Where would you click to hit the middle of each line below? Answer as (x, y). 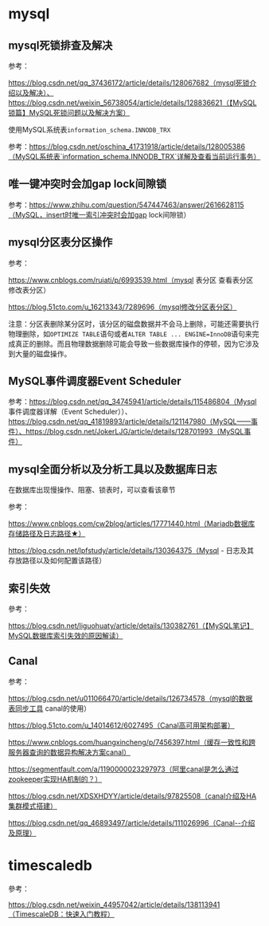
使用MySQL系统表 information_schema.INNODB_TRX (90, 129)
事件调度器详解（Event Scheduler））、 (70, 412)
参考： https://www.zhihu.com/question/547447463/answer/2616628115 (126, 205)
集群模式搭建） (33, 806)
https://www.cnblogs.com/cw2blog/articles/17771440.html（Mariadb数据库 (132, 524)
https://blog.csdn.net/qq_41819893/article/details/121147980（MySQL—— (130, 422)
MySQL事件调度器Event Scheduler (95, 381)
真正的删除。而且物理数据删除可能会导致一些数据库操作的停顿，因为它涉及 (137, 343)
